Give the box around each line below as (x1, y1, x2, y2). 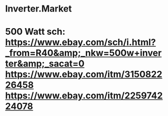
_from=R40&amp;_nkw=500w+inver (5, 47, 162, 59)
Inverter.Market (5, 3, 72, 15)
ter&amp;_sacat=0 (5, 58, 85, 69)
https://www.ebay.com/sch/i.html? (5, 37, 156, 48)
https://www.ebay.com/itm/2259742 (5, 90, 163, 101)
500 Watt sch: (5, 26, 66, 38)
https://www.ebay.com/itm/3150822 (5, 69, 162, 80)
